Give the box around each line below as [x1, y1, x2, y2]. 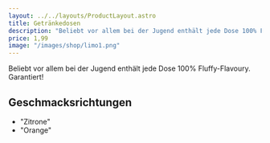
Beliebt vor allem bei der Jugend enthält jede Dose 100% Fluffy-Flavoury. [8, 63, 251, 73]
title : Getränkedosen [8, 19, 81, 27]
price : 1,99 [8, 34, 48, 43]
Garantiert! [8, 72, 44, 82]
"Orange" [19, 125, 52, 135]
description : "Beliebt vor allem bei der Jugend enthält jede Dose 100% [8, 27, 257, 35]
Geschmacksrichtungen [8, 96, 133, 109]
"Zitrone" [19, 116, 51, 126]
